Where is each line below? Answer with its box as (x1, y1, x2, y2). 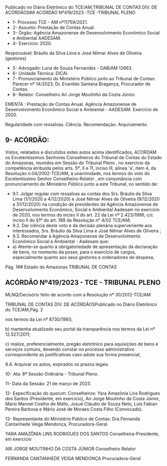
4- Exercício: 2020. (12, 40, 52, 46)
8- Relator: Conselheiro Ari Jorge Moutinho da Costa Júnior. (12, 92, 136, 97)
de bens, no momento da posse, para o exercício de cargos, (12, 249, 136, 255)
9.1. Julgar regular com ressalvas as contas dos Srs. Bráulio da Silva (12, 191, 152, 197)
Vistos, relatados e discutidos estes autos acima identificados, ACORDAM (5, 149, 157, 155)
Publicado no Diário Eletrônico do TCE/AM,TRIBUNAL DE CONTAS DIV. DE (5, 4, 158, 10)
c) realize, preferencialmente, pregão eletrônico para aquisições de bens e (5, 341, 159, 347)
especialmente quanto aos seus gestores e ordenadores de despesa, (12, 254, 155, 260)
